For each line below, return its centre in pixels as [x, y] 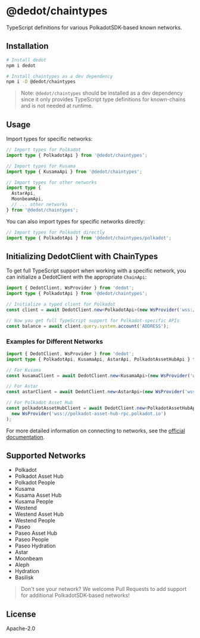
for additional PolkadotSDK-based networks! [75, 595]
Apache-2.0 [21, 628]
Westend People [35, 521]
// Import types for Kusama [41, 166]
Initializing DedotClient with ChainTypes [82, 256]
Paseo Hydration [35, 546]
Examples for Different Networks [54, 341]
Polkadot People [35, 483]
